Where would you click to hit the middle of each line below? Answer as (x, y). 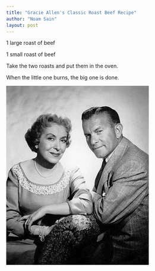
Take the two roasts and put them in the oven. (62, 66)
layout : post (22, 25)
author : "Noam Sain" (32, 19)
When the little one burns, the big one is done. (63, 78)
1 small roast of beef (31, 54)
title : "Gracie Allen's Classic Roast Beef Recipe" (71, 13)
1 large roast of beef (31, 43)
